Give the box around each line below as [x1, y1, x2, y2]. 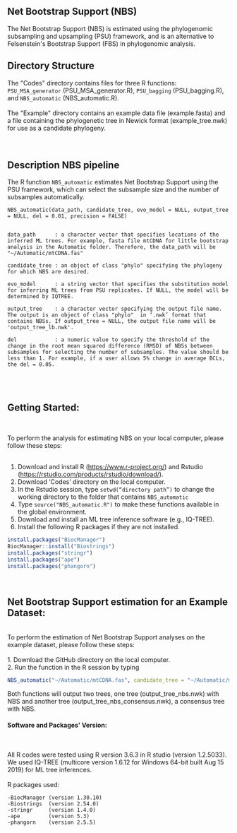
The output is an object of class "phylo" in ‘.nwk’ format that [7, 312, 207, 319]
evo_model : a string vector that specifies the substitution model [7, 280, 229, 288]
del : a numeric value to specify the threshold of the [7, 336, 210, 343]
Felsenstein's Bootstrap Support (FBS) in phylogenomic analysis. [7, 39, 196, 48]
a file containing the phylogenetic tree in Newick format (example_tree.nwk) [7, 116, 228, 124]
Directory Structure [7, 60, 95, 72]
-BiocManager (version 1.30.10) [7, 794, 102, 801]
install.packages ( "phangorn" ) [7, 562, 97, 569]
